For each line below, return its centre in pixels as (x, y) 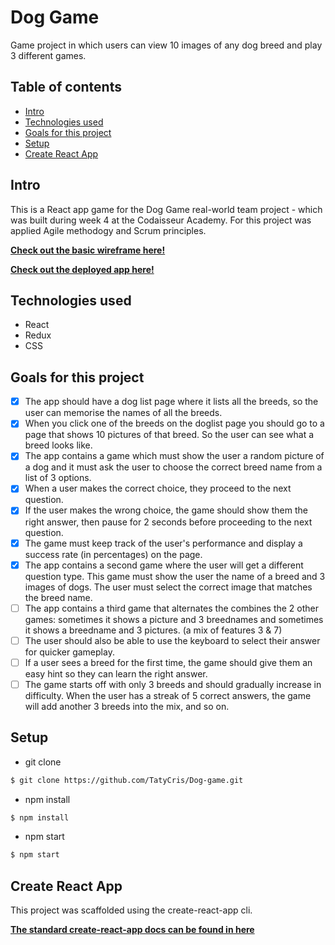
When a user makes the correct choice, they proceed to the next (158, 488)
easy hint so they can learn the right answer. (116, 673)
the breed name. (58, 597)
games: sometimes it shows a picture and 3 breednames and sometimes (174, 619)
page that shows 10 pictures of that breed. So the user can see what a (169, 435)
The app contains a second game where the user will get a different (164, 565)
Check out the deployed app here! (82, 269)
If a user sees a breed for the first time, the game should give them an (168, 662)
